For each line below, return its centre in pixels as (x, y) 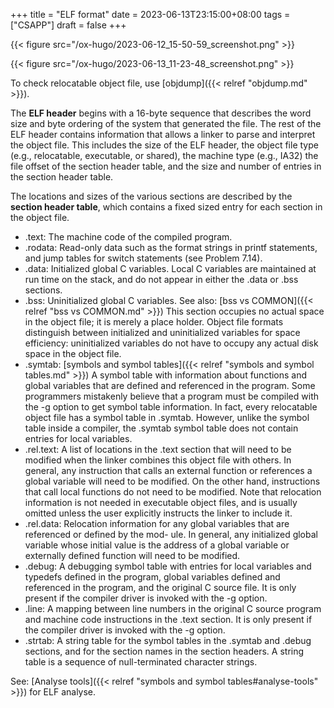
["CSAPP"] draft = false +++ (68, 25)
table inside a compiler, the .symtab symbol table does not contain (161, 428)
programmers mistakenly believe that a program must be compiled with (171, 396)
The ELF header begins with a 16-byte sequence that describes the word (161, 113)
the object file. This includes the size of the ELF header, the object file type (164, 145)
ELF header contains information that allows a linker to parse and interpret (163, 134)
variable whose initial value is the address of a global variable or (157, 545)
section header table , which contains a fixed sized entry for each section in (166, 207)
